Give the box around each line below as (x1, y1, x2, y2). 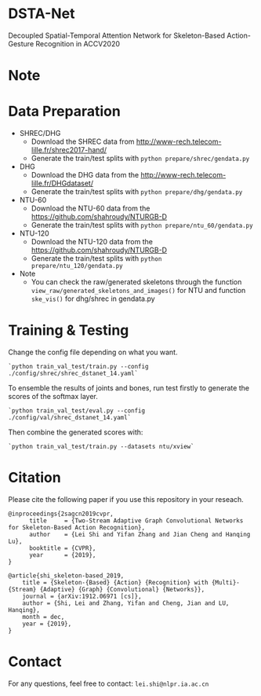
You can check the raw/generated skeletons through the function (31, 277, 242, 287)
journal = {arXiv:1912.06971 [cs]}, (22, 592, 143, 600)
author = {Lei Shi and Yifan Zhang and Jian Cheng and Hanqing (28, 530, 251, 538)
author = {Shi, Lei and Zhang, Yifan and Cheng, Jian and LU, (22, 599, 230, 607)
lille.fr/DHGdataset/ (31, 178, 94, 189)
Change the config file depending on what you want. (8, 347, 178, 357)
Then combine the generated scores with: (8, 427, 143, 437)
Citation (8, 469, 61, 487)
